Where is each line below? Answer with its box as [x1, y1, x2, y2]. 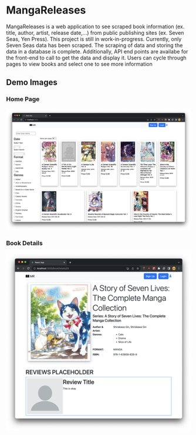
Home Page [6, 95, 40, 103]
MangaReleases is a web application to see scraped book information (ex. [6, 23, 185, 30]
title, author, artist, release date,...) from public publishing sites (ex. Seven [6, 29, 184, 36]
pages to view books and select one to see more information [6, 60, 153, 68]
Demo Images [6, 78, 58, 88]
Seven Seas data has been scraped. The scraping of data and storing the [6, 42, 183, 49]
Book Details [6, 239, 43, 247]
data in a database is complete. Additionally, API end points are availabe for [6, 48, 188, 55]
